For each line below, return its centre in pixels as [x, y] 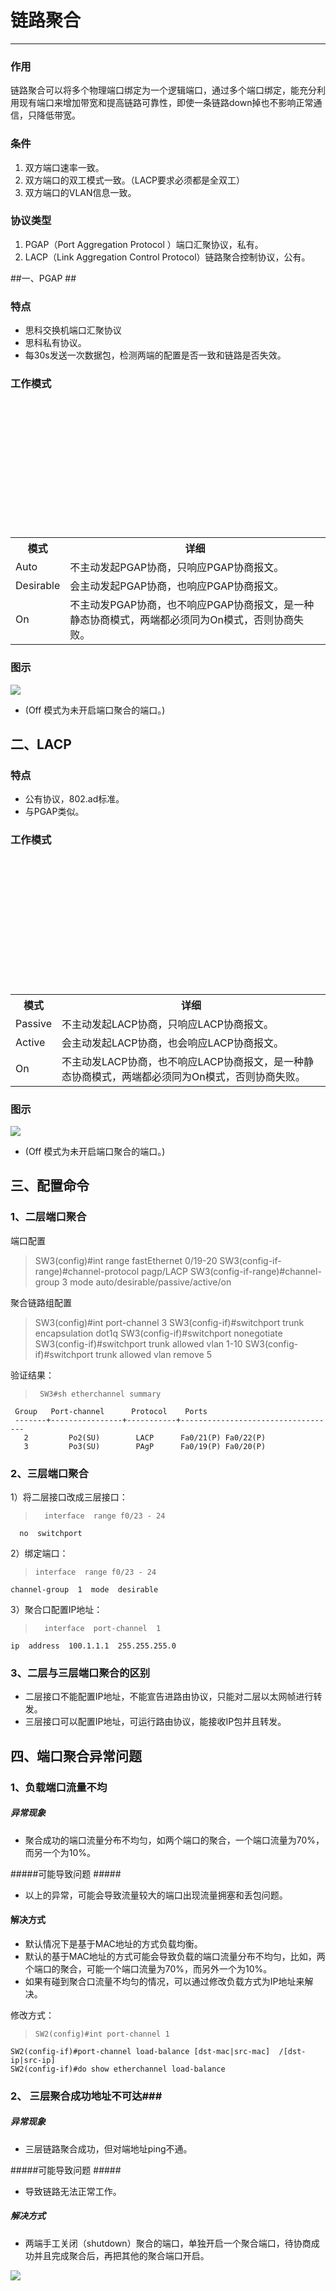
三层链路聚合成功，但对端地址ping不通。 [108, 2148]
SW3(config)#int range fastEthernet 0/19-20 [126, 1260]
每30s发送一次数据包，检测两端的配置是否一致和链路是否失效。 [155, 355]
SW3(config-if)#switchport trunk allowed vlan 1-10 [138, 1343]
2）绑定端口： [39, 1553]
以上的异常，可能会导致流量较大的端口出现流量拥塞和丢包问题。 [156, 1895]
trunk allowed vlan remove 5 [153, 1354]
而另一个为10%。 [60, 1852]
